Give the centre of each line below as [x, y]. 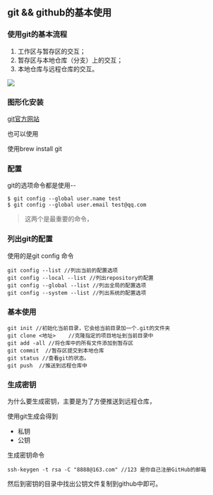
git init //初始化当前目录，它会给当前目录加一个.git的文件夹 [89, 328]
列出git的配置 [30, 239]
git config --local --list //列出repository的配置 [80, 278]
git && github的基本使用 [59, 13]
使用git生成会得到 [33, 416]
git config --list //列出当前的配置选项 [63, 270]
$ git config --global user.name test [64, 199]
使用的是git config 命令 [41, 255]
